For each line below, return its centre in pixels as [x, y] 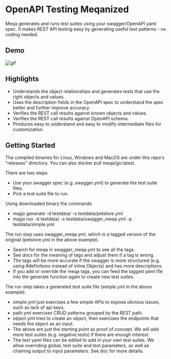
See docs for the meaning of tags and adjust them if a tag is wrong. [83, 255]
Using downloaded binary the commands [48, 204]
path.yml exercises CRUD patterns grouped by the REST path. [78, 313]
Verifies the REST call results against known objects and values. [80, 113]
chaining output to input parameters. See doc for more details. [78, 351]
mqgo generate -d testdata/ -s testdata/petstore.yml [68, 214]
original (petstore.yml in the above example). [52, 240]
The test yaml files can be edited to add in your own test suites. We [83, 340]
